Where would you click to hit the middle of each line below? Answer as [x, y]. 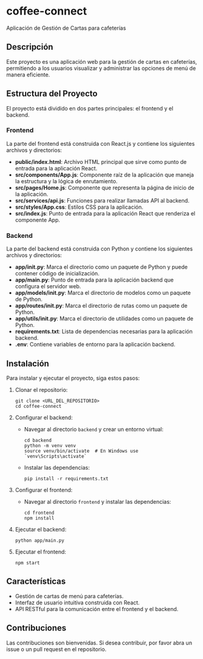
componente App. [38, 220]
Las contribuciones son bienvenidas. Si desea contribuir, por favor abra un [99, 643]
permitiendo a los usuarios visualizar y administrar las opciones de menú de [101, 68]
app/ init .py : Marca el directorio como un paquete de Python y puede [101, 267]
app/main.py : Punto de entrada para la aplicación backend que [94, 280]
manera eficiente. [28, 75]
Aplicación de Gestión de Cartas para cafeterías [66, 28]
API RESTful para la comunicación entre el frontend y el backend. [97, 609]
